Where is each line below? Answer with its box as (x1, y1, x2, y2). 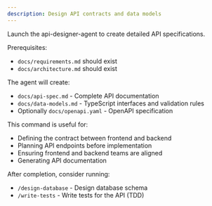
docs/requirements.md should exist (17, 57, 118, 65)
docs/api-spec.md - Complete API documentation (17, 91, 159, 100)
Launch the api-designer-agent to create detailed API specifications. (7, 30, 206, 38)
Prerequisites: (7, 43, 48, 51)
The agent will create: (7, 78, 70, 86)
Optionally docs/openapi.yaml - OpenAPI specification (17, 106, 173, 115)
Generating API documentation (17, 156, 107, 165)
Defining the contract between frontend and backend (17, 134, 172, 142)
